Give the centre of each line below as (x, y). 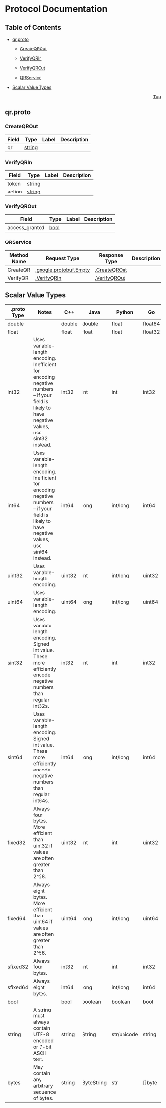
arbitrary (43, 1086)
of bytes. (43, 1098)
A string (42, 1010)
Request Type (63, 258)
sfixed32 (18, 967)
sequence (44, 1092)
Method (19, 255)
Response (111, 255)
